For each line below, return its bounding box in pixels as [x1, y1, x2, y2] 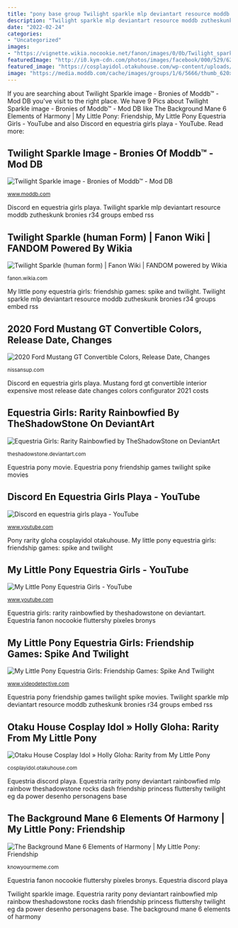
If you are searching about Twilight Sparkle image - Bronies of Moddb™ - [7, 89, 220, 98]
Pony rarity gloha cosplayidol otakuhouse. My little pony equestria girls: [7, 536, 217, 544]
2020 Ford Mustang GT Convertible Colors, [7, 323, 202, 335]
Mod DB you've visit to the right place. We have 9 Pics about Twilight [7, 96, 209, 105]
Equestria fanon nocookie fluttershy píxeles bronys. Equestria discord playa [7, 876, 228, 884]
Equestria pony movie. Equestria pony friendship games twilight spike [7, 463, 211, 471]
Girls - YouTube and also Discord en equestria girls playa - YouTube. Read [7, 119, 224, 128]
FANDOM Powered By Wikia [7, 242, 132, 254]
